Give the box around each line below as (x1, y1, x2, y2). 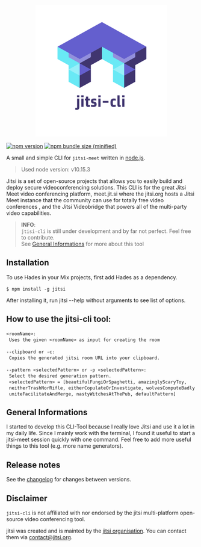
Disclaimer (6, 493, 48, 504)
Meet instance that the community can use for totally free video (6, 197, 164, 203)
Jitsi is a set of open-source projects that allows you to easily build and (6, 178, 182, 185)
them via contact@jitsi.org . (6, 534, 73, 541)
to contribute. (20, 234, 55, 241)
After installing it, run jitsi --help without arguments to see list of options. (6, 297, 186, 304)
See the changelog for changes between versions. (6, 476, 131, 483)
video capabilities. (6, 209, 52, 217)
